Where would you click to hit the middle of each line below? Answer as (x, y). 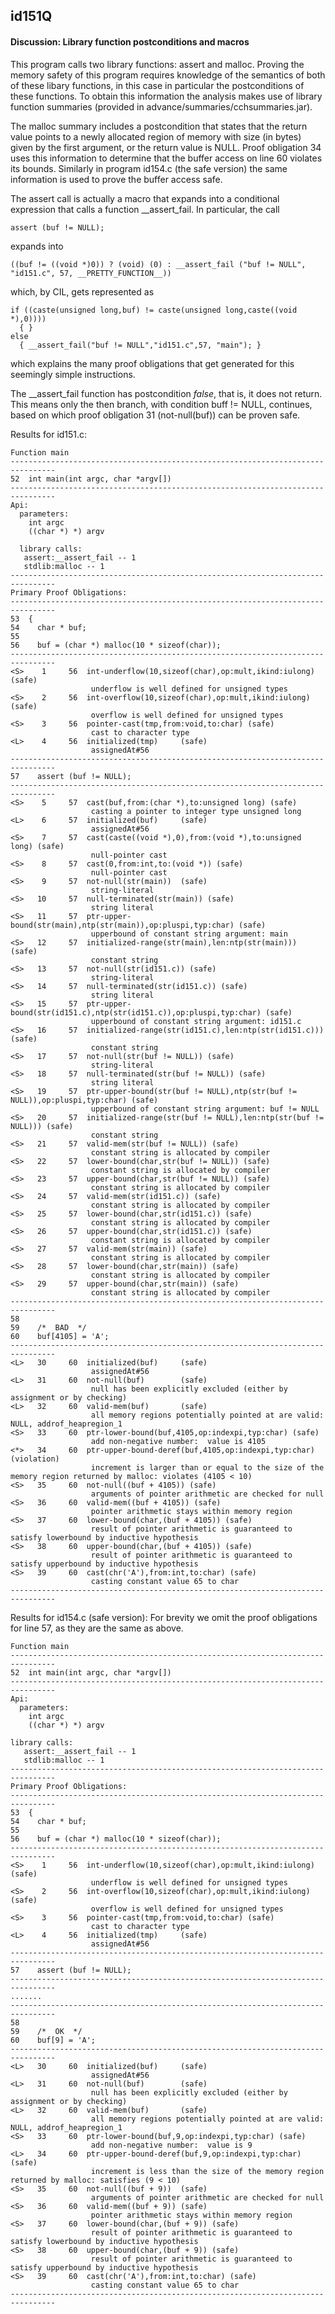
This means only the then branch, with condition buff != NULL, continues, (161, 404)
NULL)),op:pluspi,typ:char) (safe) (84, 1100)
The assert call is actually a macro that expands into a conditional (145, 198)
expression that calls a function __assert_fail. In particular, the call (145, 209)
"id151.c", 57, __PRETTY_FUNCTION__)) (91, 273)
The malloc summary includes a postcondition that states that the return (159, 126)
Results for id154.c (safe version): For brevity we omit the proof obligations (164, 1617)
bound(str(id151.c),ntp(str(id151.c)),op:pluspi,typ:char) (136, 1012)
